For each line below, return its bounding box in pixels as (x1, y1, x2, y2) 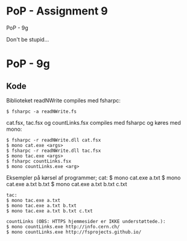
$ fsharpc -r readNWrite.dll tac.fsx (6, 148, 101, 154)
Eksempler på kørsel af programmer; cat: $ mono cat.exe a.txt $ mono (6, 174, 181, 181)
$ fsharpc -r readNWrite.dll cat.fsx (6, 137, 101, 143)
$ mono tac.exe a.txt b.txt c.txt (6, 208, 93, 214)
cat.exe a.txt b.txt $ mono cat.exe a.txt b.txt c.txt (6, 180, 128, 187)
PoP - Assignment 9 (6, 4, 108, 18)
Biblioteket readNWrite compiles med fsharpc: (6, 96, 121, 104)
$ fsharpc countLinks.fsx (6, 158, 71, 164)
